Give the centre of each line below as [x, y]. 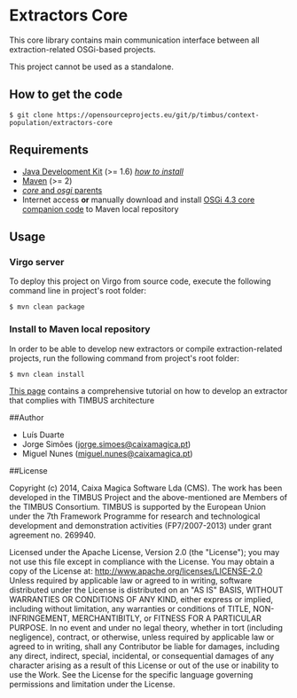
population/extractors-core [61, 122]
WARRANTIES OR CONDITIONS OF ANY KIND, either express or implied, [141, 599]
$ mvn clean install [47, 374]
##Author [27, 417]
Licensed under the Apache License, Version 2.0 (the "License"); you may [145, 552]
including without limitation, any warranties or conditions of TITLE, [130, 608]
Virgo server [37, 262]
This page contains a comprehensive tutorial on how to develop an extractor [148, 390]
